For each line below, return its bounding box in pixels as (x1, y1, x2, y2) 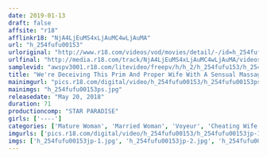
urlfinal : (8, 56, 41, 64)
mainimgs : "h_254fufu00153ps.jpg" (8, 85, 123, 94)
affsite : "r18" (8, 26, 59, 34)
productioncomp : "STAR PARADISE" (8, 108, 119, 116)
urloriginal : (8, 48, 52, 56)
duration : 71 (8, 100, 52, 108)
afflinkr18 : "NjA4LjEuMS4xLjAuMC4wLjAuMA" (8, 33, 151, 42)
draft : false (8, 19, 52, 27)
